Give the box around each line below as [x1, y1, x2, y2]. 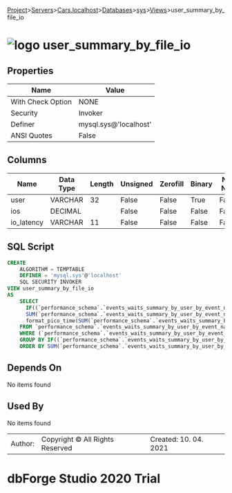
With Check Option [10, 97, 72, 106]
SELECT [19, 297, 39, 305]
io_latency [10, 217, 43, 227]
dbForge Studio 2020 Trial [7, 470, 161, 486]
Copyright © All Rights [41, 434, 114, 444]
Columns [7, 154, 47, 166]
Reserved [41, 443, 72, 452]
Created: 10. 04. [150, 434, 204, 444]
